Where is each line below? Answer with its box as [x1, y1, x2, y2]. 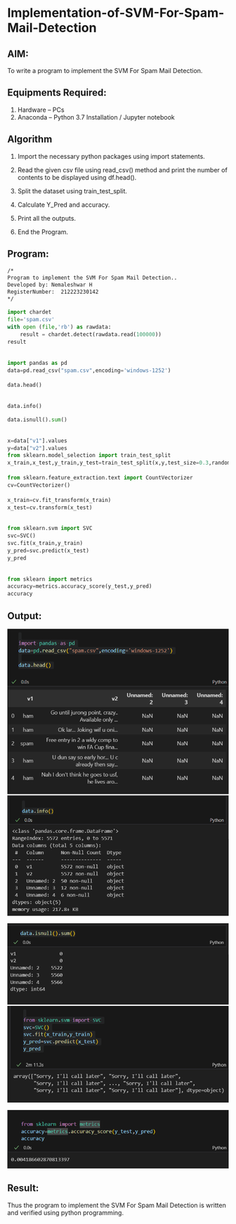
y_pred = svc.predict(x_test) [7, 547, 90, 554]
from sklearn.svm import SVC [7, 525, 93, 532]
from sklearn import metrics [7, 575, 93, 583]
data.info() [7, 403, 42, 410]
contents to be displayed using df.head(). [17, 173, 137, 181]
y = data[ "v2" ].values [7, 444, 68, 451]
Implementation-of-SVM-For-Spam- [7, 5, 225, 21]
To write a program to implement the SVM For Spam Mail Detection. [7, 67, 203, 75]
